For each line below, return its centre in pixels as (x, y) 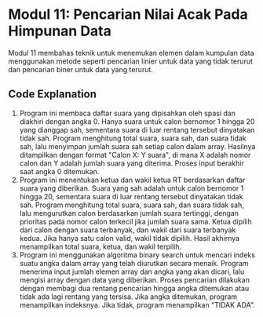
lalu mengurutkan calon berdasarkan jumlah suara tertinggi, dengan (129, 213)
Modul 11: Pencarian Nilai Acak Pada (128, 15)
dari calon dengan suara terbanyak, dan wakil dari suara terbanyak (128, 230)
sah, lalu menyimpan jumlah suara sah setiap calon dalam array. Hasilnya (137, 146)
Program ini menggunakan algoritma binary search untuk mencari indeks (137, 255)
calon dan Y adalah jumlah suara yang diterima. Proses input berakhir (132, 163)
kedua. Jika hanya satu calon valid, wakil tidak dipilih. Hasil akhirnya (130, 238)
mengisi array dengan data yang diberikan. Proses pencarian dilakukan (134, 279)
